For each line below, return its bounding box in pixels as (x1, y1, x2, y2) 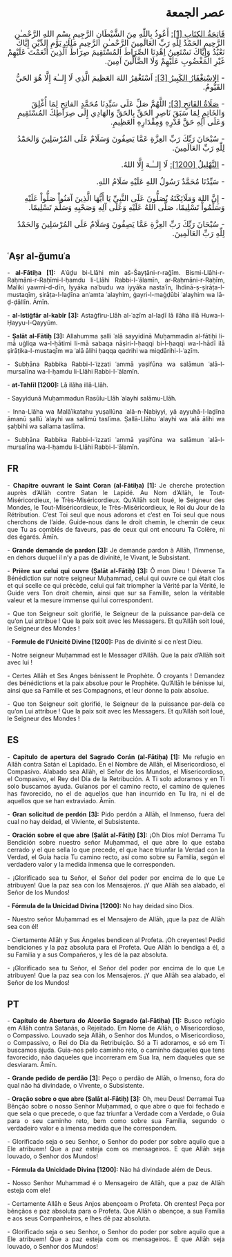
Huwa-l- (201, 311, 225, 320)
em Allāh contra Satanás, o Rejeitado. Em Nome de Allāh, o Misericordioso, (7, 1024, 225, 1033)
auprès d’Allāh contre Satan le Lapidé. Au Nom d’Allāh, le (7, 488, 204, 497)
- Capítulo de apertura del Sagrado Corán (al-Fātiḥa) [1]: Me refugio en (7, 752, 225, 761)
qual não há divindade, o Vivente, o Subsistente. (7, 1082, 145, 1090)
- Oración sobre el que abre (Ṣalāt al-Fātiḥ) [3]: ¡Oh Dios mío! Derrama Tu (7, 831, 225, 839)
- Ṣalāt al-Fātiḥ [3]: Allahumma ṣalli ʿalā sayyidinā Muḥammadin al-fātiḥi (7, 332, 217, 340)
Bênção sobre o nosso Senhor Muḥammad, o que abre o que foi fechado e (7, 1102, 225, 1111)
